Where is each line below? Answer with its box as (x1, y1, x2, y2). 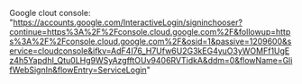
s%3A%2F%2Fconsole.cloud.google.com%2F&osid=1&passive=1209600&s (9, 36, 292, 46)
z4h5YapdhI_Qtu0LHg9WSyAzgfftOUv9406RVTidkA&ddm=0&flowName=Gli (9, 55, 293, 65)
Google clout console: (9, 8, 91, 18)
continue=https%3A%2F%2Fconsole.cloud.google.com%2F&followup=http (9, 27, 291, 37)
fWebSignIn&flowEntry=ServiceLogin (9, 64, 147, 75)
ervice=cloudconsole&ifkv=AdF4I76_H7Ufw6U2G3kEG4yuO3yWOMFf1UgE (9, 46, 290, 56)
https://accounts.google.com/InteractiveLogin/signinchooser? (13, 17, 243, 28)
